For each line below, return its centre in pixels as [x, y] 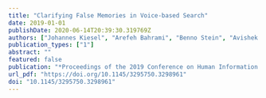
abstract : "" [30, 52]
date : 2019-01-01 [37, 23]
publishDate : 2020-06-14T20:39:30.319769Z [80, 30]
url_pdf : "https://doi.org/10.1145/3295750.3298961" [98, 74]
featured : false [35, 60]
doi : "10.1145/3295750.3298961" [62, 81]
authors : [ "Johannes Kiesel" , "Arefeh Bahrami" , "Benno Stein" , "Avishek [133, 38]
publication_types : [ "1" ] [51, 45]
